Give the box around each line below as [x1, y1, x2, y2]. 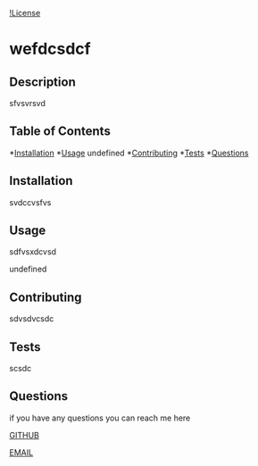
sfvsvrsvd [9, 98, 46, 108]
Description [9, 74, 76, 89]
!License [9, 8, 41, 18]
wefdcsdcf [9, 39, 91, 59]
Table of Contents [9, 124, 112, 139]
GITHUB [9, 429, 40, 440]
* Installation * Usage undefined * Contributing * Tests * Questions [9, 147, 249, 158]
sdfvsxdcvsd [9, 246, 56, 257]
